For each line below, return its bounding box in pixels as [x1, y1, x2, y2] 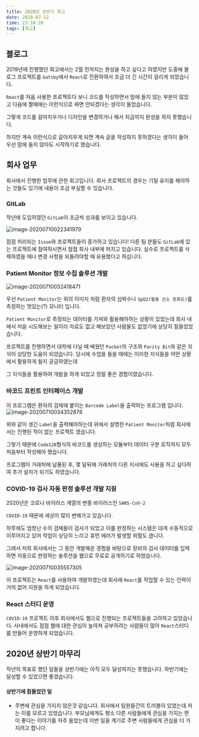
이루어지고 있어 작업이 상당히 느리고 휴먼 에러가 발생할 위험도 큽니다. [6, 532, 165, 539]
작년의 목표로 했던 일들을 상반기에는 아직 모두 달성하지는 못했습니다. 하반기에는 [6, 666, 189, 673]
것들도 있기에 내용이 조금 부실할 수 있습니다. [12, 184, 114, 191]
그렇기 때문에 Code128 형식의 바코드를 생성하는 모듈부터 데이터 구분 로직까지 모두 [6, 441, 191, 448]
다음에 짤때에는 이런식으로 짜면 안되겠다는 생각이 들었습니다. [12, 101, 153, 108]
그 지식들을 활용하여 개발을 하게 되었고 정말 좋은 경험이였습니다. [6, 370, 154, 378]
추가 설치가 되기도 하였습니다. [12, 468, 81, 475]
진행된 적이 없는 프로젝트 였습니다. [17, 428, 97, 435]
